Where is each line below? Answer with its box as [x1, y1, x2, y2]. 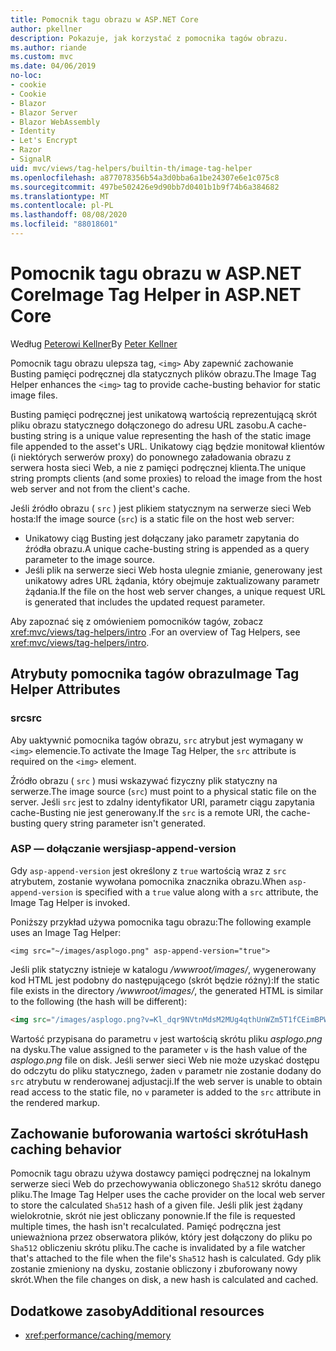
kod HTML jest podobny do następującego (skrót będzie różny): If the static [10, 974, 320, 986]
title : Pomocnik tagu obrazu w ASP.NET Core [10, 14, 199, 25]
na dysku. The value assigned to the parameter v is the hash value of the [10, 1043, 308, 1055]
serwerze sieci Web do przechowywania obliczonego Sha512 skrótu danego [10, 1178, 322, 1190]
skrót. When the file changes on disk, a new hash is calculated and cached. [10, 1274, 319, 1286]
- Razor [10, 145, 43, 155]
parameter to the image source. [24, 553, 155, 565]
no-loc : [10, 71, 43, 81]
